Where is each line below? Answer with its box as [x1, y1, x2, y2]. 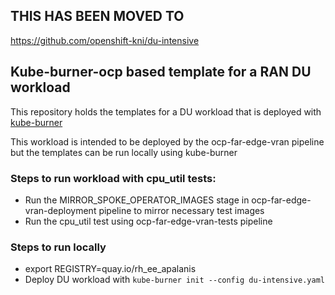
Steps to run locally [10, 240, 107, 254]
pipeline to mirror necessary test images [98, 204, 265, 216]
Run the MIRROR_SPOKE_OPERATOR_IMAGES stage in [24, 194, 250, 206]
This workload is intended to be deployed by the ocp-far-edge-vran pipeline [10, 135, 325, 148]
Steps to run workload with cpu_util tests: [10, 171, 217, 185]
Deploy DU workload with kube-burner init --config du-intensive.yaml [24, 274, 325, 286]
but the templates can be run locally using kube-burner [10, 146, 238, 158]
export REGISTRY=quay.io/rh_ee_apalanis [24, 263, 197, 275]
